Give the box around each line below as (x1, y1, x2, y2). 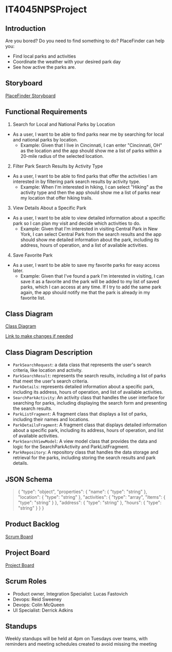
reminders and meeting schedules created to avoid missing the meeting (5, 641, 157, 647)
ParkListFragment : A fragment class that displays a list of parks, (12, 411, 148, 417)
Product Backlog (5, 520, 60, 529)
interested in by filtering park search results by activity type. (12, 178, 140, 185)
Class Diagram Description (5, 348, 93, 357)
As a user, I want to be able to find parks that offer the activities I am (12, 173, 158, 179)
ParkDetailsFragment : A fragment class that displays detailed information (12, 422, 167, 428)
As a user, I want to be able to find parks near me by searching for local (12, 131, 164, 137)
